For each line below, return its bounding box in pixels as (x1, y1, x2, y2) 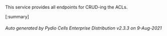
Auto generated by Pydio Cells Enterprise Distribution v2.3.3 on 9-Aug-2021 (5, 25, 162, 31)
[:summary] (5, 14, 29, 19)
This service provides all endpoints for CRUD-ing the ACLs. (5, 4, 128, 10)
